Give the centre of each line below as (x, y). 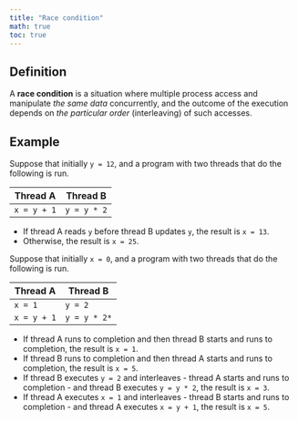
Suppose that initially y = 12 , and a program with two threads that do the (146, 164)
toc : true (28, 35)
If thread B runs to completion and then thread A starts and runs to (148, 358)
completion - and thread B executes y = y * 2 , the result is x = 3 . (146, 387)
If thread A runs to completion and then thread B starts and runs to (148, 339)
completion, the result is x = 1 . (80, 349)
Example (35, 142)
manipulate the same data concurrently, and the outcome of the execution (149, 103)
